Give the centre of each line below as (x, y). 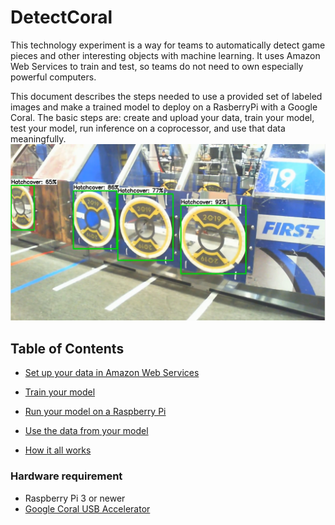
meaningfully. (38, 138)
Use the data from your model (86, 431)
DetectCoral (61, 17)
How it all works (58, 450)
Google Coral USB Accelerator (87, 508)
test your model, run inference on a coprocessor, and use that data (148, 128)
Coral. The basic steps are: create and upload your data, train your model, (162, 117)
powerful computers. (53, 77)
